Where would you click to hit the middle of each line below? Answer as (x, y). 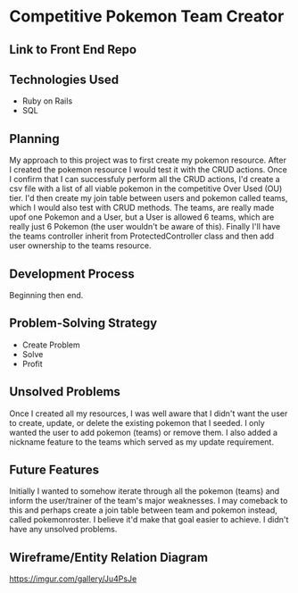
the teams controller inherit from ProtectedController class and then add (142, 236)
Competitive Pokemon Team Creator (147, 17)
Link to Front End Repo (73, 50)
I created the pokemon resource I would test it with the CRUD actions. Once (148, 170)
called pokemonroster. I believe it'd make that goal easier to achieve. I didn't (149, 520)
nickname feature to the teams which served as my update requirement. (142, 442)
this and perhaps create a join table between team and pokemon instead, (144, 510)
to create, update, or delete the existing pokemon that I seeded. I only (137, 422)
